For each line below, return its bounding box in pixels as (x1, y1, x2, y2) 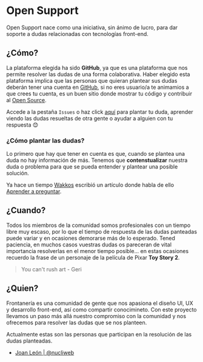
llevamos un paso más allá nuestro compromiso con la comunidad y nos (6, 312, 187, 319)
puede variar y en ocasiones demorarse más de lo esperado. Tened (6, 234, 176, 242)
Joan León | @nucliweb (15, 349, 75, 356)
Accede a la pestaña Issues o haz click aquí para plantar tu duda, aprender (6, 108, 194, 116)
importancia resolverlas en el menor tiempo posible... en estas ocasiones (6, 247, 189, 254)
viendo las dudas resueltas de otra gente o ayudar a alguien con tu (6, 114, 173, 122)
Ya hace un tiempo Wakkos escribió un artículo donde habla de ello (6, 181, 175, 189)
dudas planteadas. (6, 337, 53, 344)
